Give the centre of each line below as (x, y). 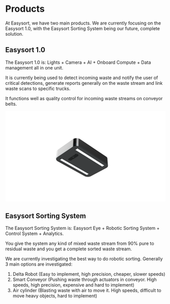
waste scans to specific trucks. (38, 88)
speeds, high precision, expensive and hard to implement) (74, 285)
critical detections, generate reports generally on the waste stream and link (84, 83)
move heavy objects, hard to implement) (55, 296)
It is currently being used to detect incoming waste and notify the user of (82, 78)
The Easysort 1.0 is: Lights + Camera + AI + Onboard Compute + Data (78, 62)
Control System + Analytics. (35, 233)
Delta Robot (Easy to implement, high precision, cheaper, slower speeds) (89, 274)
